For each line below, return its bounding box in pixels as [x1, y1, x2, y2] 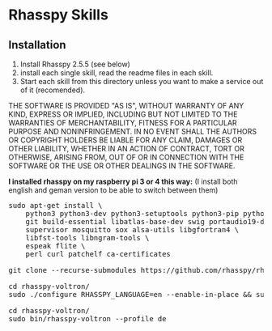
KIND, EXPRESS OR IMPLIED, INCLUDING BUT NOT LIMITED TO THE [8, 109, 238, 119]
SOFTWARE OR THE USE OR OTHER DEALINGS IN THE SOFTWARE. [8, 161, 236, 171]
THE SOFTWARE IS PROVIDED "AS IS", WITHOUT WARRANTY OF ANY [8, 101, 244, 110]
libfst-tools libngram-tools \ [25, 233, 150, 242]
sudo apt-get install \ [8, 201, 103, 210]
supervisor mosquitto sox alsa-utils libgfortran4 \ [25, 225, 240, 234]
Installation [8, 38, 66, 52]
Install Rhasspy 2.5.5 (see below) [19, 59, 131, 69]
